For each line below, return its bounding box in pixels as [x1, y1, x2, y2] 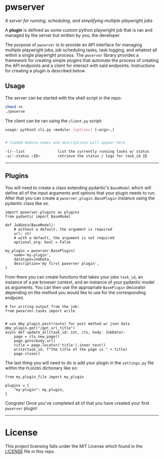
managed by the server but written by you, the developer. [5, 32, 121, 38]
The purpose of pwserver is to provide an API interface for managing [5, 42, 143, 47]
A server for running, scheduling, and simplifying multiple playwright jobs [5, 18, 153, 23]
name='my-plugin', [14, 252, 51, 258]
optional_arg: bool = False [14, 240, 71, 244]
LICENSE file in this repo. [5, 448, 55, 454]
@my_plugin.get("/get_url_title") [5, 326, 76, 330]
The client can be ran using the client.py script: [5, 118, 102, 124]
